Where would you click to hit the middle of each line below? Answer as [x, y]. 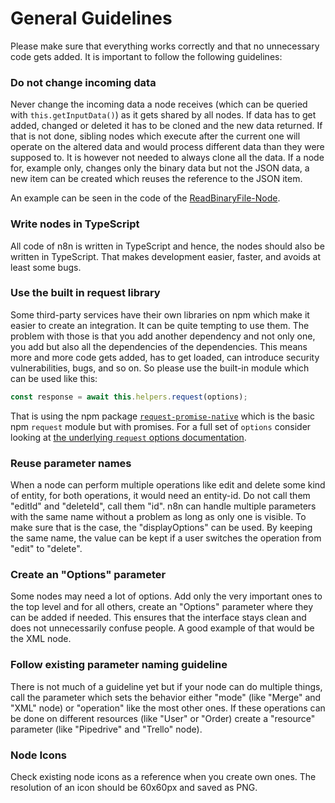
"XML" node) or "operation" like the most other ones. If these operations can [168, 708]
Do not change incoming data [83, 82]
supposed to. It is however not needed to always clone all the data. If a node [167, 158]
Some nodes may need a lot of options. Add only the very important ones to [166, 596]
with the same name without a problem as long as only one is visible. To [158, 516]
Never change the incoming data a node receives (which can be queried [159, 104]
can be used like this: [54, 378]
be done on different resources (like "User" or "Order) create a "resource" [163, 718]
